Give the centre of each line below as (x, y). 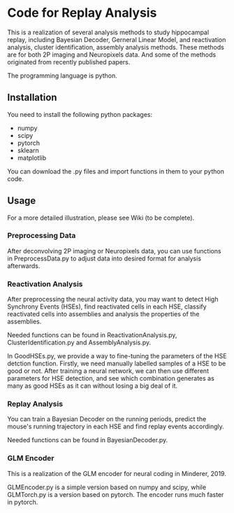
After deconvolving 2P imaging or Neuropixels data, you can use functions (114, 251)
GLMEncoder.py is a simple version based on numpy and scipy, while (107, 487)
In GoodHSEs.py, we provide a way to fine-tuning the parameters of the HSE (117, 356)
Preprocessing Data (42, 236)
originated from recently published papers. (69, 62)
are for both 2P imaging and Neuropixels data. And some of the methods (112, 55)
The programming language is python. (62, 76)
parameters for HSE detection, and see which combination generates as (111, 379)
